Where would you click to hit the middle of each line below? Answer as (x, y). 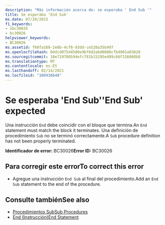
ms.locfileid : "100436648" (33, 76)
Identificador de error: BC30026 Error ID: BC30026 (59, 151)
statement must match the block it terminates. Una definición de (72, 130)
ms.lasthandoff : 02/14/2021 (35, 71)
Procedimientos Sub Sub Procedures (50, 212)
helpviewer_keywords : (28, 38)
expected (25, 111)
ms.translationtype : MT (30, 61)
